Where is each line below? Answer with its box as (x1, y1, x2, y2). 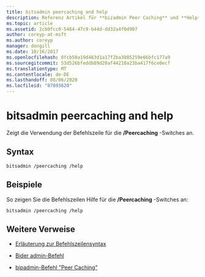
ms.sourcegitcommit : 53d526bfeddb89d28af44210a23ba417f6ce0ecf (6, 60, 171, 66)
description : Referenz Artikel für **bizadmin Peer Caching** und (6, 15, 179, 21)
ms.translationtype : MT (6, 65, 67, 72)
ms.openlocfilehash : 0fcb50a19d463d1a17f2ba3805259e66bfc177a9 (6, 54, 171, 60)
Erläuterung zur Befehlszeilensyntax (15, 240, 107, 248)
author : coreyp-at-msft (6, 32, 67, 38)
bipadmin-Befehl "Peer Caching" (15, 264, 98, 272)
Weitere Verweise (6, 224, 76, 234)
